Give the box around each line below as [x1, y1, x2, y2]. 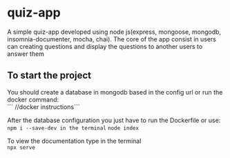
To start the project [7, 70, 92, 81]
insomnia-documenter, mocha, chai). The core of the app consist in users [7, 34, 216, 43]
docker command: [7, 95, 59, 103]
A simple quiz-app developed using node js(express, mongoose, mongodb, [7, 28, 222, 36]
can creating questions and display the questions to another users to [7, 42, 203, 50]
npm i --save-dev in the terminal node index [7, 124, 140, 132]
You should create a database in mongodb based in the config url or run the [7, 88, 223, 96]
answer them [7, 50, 45, 58]
